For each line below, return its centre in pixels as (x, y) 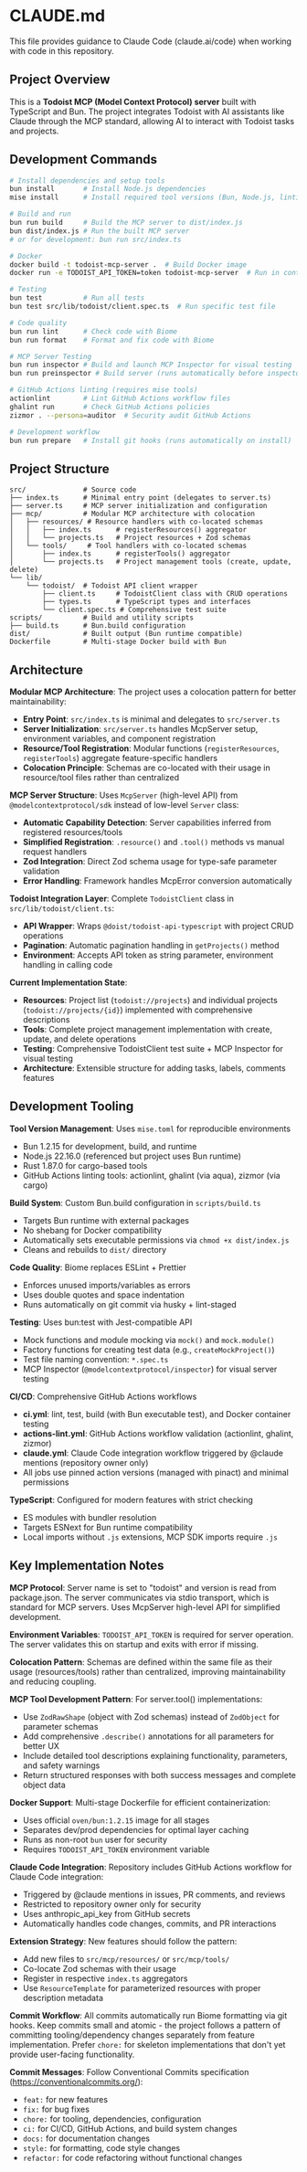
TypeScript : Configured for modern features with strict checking (132, 1499)
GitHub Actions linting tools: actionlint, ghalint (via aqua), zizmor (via (151, 1175)
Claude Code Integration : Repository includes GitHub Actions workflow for (151, 1867)
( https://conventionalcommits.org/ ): (76, 2082)
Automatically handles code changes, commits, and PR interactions (149, 1923)
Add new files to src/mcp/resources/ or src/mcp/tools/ (126, 1959)
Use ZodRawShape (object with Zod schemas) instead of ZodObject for (151, 1716)
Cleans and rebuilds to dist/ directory (95, 1249)
